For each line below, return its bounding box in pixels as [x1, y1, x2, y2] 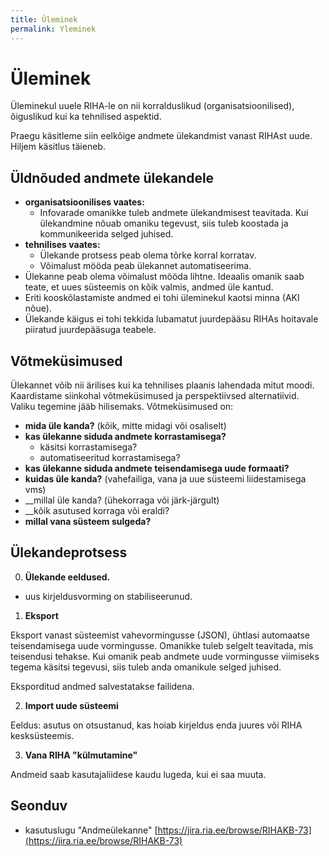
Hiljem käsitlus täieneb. [10, 141, 106, 153]
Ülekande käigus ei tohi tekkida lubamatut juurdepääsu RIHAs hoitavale [24, 313, 319, 325]
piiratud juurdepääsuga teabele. [24, 324, 157, 336]
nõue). [24, 302, 52, 315]
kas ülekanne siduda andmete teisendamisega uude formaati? [24, 462, 290, 475]
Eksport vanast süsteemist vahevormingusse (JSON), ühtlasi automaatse [10, 629, 311, 641]
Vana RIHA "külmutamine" [24, 749, 138, 761]
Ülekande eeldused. [24, 571, 111, 583]
